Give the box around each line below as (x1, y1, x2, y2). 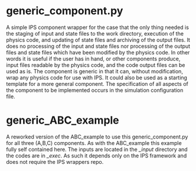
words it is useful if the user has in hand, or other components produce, (6, 55, 181, 62)
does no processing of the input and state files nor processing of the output (6, 43, 191, 50)
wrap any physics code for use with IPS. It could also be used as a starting (6, 74, 188, 81)
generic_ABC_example (6, 114, 119, 127)
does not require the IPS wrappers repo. (6, 158, 104, 165)
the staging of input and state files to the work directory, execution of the (6, 30, 184, 37)
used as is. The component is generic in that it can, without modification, (6, 67, 183, 75)
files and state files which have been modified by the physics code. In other (6, 49, 190, 56)
